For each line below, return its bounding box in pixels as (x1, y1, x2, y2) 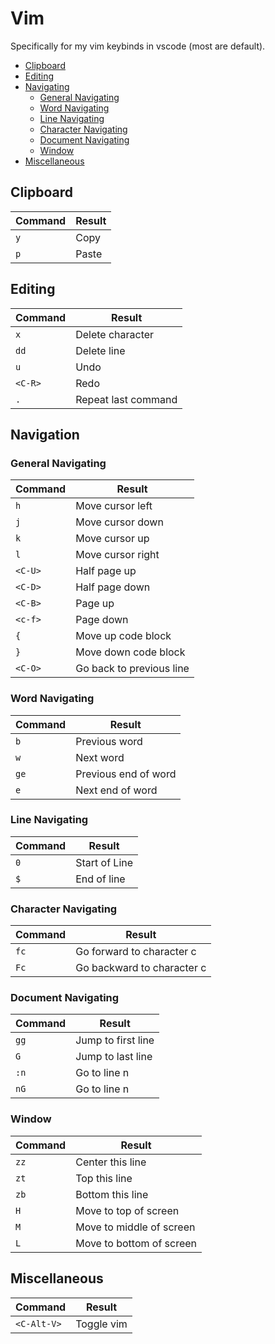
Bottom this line (75, 1187, 149, 1201)
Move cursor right (75, 548, 160, 562)
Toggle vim (75, 1317, 128, 1331)
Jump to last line (75, 1050, 153, 1064)
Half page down (75, 580, 151, 594)
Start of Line (75, 855, 134, 869)
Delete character (75, 327, 155, 341)
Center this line (75, 1155, 147, 1169)
